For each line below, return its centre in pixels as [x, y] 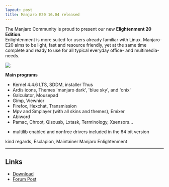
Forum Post [24, 179]
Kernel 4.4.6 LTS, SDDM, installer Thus [53, 84]
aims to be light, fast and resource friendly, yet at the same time [80, 45]
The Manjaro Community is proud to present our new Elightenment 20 [78, 29]
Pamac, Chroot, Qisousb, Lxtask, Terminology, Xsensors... [73, 122]
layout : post [19, 10]
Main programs [21, 75]
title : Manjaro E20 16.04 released [43, 15]
